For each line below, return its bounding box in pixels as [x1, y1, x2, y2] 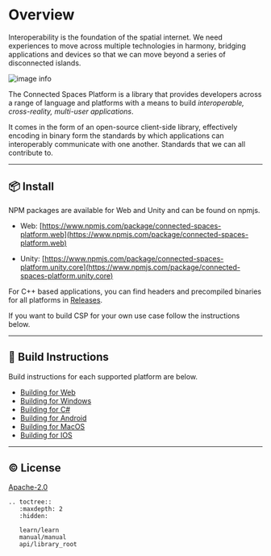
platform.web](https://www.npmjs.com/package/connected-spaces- [19, 229, 248, 239]
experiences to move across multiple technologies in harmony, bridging [8, 40, 246, 50]
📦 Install [8, 180, 55, 194]
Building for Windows [19, 395, 92, 405]
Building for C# [19, 404, 71, 414]
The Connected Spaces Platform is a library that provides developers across [8, 89, 262, 98]
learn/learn [19, 526, 60, 534]
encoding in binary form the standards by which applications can [8, 131, 224, 140]
